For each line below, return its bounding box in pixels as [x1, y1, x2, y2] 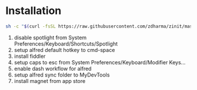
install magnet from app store [14, 77, 86, 84]
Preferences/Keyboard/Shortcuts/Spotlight [14, 40, 118, 47]
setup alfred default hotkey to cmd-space [14, 46, 115, 53]
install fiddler [14, 53, 46, 60]
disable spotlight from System [14, 34, 87, 41]
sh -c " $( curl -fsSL [5, 23, 56, 29]
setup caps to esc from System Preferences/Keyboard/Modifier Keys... [14, 58, 186, 65]
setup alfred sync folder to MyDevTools [14, 71, 110, 78]
